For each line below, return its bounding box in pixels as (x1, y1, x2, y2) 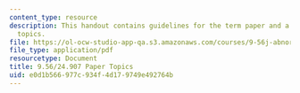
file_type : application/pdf (9, 46, 114, 55)
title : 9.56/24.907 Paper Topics (9, 63, 134, 72)
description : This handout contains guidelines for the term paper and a (9, 21, 290, 30)
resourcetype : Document (9, 54, 98, 63)
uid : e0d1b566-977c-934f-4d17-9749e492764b (9, 71, 174, 80)
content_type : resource (9, 12, 98, 22)
